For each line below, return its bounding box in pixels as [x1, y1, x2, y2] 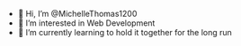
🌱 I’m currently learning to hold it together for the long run [17, 27, 232, 37]
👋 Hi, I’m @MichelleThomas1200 [17, 9, 138, 19]
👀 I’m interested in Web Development [17, 18, 156, 28]
